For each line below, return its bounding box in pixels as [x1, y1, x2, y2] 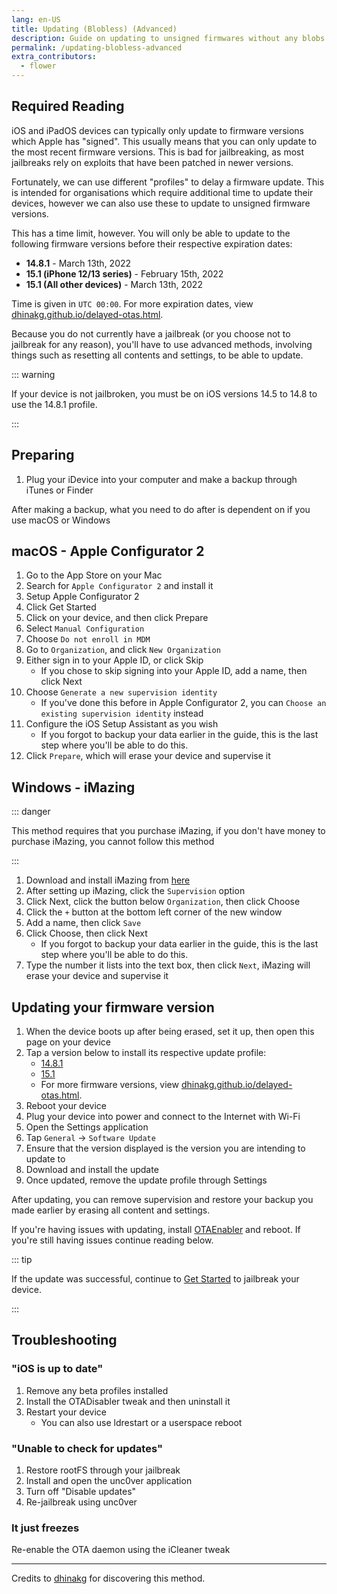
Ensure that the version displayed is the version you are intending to [25, 1142, 306, 1155]
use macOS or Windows [11, 514, 111, 526]
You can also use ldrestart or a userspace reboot [40, 1416, 243, 1428]
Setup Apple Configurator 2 [25, 591, 140, 603]
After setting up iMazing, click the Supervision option [25, 885, 246, 897]
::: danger [11, 806, 51, 818]
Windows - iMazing [11, 779, 136, 796]
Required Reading [11, 98, 125, 115]
